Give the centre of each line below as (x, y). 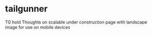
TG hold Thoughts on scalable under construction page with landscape (76, 22)
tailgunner (26, 9)
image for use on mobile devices (38, 27)
